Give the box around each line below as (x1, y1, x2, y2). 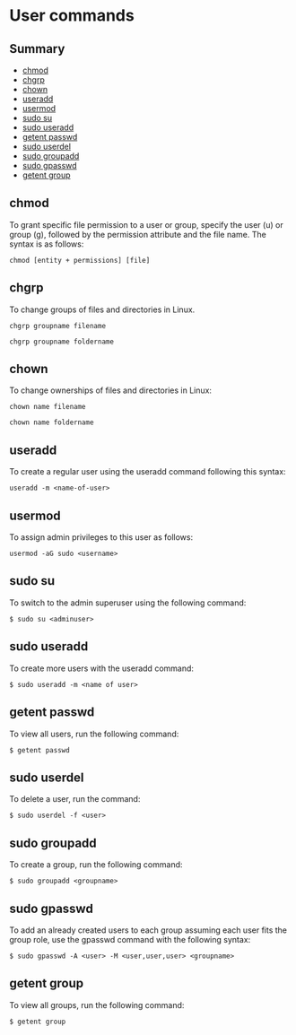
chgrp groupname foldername (9, 337, 115, 346)
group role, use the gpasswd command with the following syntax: (9, 934, 251, 944)
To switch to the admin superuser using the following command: (9, 597, 247, 608)
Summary (9, 41, 65, 57)
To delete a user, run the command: (9, 794, 141, 805)
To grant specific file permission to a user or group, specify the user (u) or (9, 219, 284, 230)
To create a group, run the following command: (9, 859, 183, 870)
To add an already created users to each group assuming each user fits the (9, 925, 288, 935)
